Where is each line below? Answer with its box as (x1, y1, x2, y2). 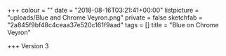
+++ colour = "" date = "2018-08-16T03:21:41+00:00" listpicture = (7, 6, 199, 14)
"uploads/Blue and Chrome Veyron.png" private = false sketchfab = (7, 13, 204, 22)
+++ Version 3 (7, 42, 49, 50)
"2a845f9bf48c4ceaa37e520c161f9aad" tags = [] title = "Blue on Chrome (7, 21, 219, 29)
